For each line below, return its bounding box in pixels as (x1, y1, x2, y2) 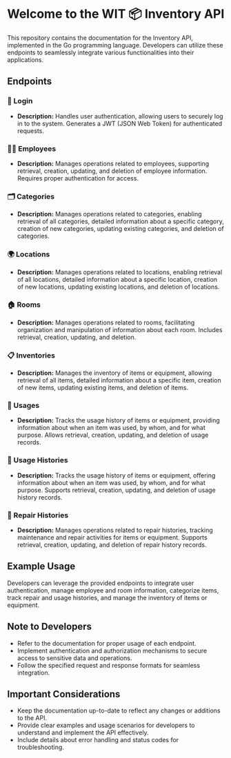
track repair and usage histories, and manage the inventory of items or (7, 593, 208, 602)
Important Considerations (7, 688, 121, 700)
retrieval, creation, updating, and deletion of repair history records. (17, 541, 207, 549)
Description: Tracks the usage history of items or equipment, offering (17, 471, 216, 480)
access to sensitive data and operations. (17, 653, 132, 662)
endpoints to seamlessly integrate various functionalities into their (7, 48, 194, 57)
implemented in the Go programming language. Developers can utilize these (7, 41, 223, 49)
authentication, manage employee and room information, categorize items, (7, 586, 219, 594)
